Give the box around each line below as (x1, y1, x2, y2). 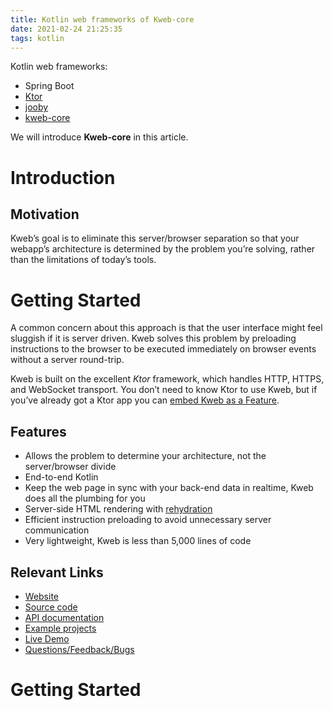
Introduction (10, 166, 116, 189)
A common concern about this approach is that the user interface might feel (10, 322, 323, 334)
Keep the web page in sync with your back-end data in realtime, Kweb (24, 482, 314, 494)
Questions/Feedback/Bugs (24, 643, 135, 655)
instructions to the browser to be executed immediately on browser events (10, 343, 317, 355)
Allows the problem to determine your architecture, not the (24, 450, 267, 462)
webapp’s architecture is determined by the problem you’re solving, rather (10, 243, 316, 255)
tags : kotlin (10, 33, 65, 43)
